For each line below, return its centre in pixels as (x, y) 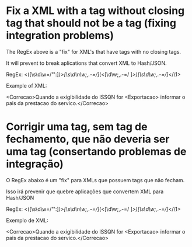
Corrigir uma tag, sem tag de (77, 127)
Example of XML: (27, 85)
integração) (35, 164)
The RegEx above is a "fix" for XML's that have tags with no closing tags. (94, 51)
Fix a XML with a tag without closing (95, 11)
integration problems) (60, 36)
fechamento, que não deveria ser (88, 139)
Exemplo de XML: (27, 220)
